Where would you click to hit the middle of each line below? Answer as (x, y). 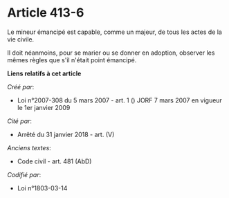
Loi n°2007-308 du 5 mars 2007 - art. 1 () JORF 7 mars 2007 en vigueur (120, 100)
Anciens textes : (29, 147)
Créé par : (21, 87)
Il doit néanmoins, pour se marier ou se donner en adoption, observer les (111, 53)
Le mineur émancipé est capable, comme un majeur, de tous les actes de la (115, 32)
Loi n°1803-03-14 (42, 188)
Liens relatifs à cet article (44, 73)
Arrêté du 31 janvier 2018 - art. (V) (66, 134)
